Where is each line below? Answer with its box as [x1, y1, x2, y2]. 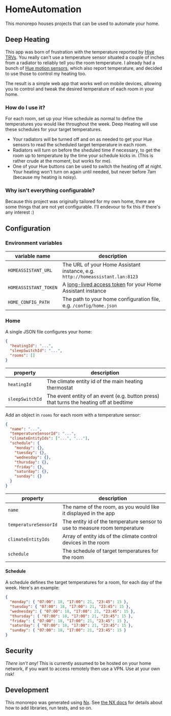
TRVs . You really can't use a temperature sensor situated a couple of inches [5, 54, 164, 60]
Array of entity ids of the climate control [62, 532, 158, 540]
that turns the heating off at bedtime [46, 399, 133, 406]
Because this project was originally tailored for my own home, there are [5, 198, 155, 204]
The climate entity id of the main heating [46, 377, 144, 385]
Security [5, 647, 33, 655]
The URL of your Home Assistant [62, 261, 141, 268]
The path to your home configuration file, [62, 296, 160, 303]
